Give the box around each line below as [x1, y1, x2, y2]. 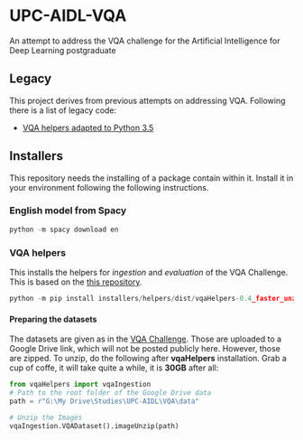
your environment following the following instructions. [9, 182, 209, 192]
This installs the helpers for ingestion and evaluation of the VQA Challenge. [9, 267, 289, 278]
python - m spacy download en [9, 225, 119, 234]
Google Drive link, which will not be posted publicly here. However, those [9, 343, 281, 354]
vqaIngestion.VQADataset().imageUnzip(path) [9, 421, 179, 430]
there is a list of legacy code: [9, 105, 117, 116]
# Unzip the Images [9, 413, 83, 422]
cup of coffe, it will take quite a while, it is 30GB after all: [9, 362, 219, 373]
